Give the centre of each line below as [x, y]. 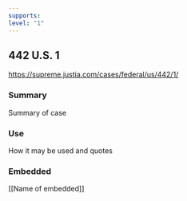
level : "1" [26, 23]
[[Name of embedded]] [46, 189]
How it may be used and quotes [61, 150]
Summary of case [38, 112]
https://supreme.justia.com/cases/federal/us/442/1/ [93, 75]
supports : [25, 16]
